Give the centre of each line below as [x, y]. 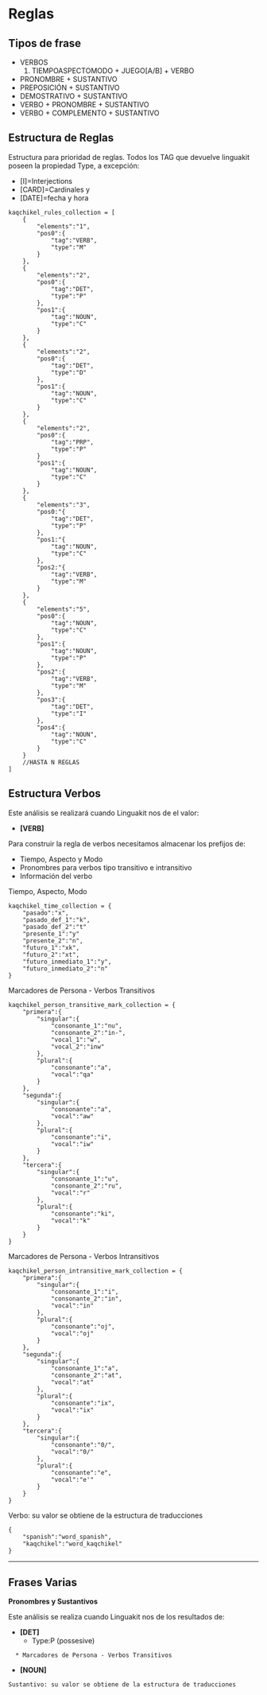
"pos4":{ [51, 727]
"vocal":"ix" [72, 1410]
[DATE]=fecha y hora [54, 198]
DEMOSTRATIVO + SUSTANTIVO [74, 96]
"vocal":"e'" [72, 1479]
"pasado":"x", [46, 913]
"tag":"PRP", [72, 442]
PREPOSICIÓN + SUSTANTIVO [70, 87]
